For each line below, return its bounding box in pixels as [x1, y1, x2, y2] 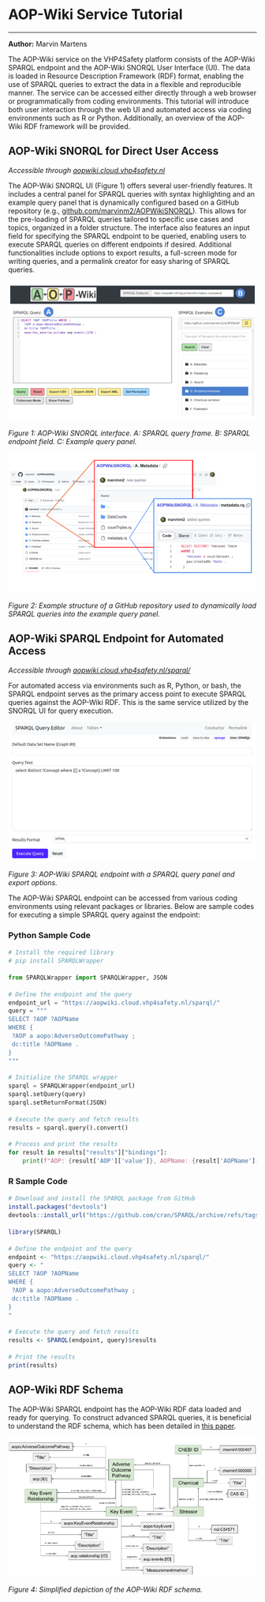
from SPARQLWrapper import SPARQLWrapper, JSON [8, 974, 168, 982]
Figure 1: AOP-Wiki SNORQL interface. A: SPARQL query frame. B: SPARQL [8, 428, 251, 438]
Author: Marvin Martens [8, 39, 88, 48]
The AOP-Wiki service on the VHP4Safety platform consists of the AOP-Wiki [8, 54, 256, 64]
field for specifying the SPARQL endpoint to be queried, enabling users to [8, 231, 247, 240]
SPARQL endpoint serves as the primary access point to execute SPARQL [8, 689, 247, 699]
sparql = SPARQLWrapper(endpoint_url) [8, 1082, 136, 1090]
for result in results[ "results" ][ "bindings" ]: [8, 1148, 168, 1157]
